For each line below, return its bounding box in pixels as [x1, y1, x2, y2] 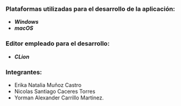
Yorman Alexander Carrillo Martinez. [14, 94, 104, 101]
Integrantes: [5, 68, 42, 76]
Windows [14, 18, 39, 26]
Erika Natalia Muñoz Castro [14, 81, 82, 88]
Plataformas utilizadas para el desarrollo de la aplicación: [5, 5, 176, 13]
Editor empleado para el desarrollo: [5, 39, 110, 48]
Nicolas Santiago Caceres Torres [14, 88, 96, 95]
